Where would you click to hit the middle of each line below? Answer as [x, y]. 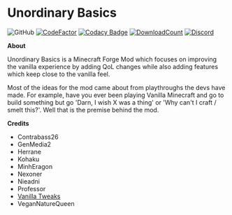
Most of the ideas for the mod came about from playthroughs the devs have [116, 87]
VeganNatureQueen [46, 203]
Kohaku [28, 159]
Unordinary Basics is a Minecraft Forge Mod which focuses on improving [112, 59]
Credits [18, 123]
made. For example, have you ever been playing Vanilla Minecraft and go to [116, 95]
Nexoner [30, 174]
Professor [31, 188]
